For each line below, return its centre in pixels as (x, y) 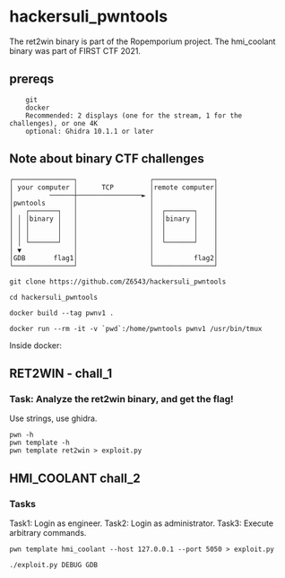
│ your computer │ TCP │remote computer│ (114, 187)
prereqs (32, 79)
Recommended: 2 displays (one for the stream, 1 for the (134, 115)
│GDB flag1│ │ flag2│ (114, 258)
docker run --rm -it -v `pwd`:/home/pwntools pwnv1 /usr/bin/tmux (136, 328)
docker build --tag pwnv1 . (62, 313)
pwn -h (22, 435)
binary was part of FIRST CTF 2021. (75, 50)
